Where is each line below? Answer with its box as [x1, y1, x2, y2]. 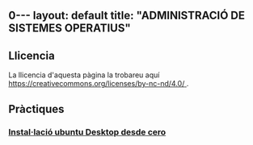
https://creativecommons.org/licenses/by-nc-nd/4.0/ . [8, 79, 189, 89]
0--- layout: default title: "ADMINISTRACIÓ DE [8, 9, 245, 23]
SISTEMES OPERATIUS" [8, 22, 131, 35]
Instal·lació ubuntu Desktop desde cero [8, 126, 167, 138]
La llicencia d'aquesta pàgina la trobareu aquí [8, 70, 160, 80]
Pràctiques [8, 102, 65, 116]
